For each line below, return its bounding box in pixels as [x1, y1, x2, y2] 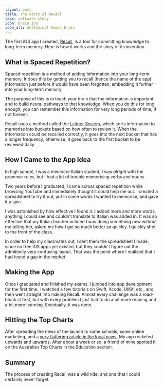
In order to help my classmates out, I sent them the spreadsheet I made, [5, 238, 149, 244]
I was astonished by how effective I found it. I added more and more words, [5, 208, 156, 214]
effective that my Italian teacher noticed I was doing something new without [5, 218, 157, 224]
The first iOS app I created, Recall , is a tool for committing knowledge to [5, 39, 149, 44]
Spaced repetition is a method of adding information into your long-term [5, 71, 150, 77]
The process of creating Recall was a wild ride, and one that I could [5, 371, 140, 377]
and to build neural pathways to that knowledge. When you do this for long [5, 101, 155, 107]
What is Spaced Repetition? [5, 58, 91, 66]
